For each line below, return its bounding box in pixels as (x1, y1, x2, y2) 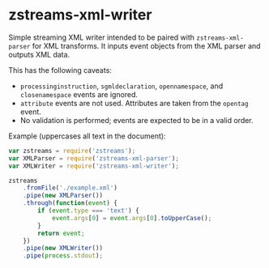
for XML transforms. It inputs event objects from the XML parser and (32, 40, 261, 50)
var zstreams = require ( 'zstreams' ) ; (8, 147, 136, 155)
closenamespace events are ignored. (19, 89, 139, 99)
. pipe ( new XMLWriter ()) (23, 245, 104, 253)
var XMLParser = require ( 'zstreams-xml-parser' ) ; (8, 154, 180, 163)
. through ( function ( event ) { (23, 199, 117, 207)
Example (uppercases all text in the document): (8, 131, 166, 141)
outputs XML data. (8, 49, 70, 59)
